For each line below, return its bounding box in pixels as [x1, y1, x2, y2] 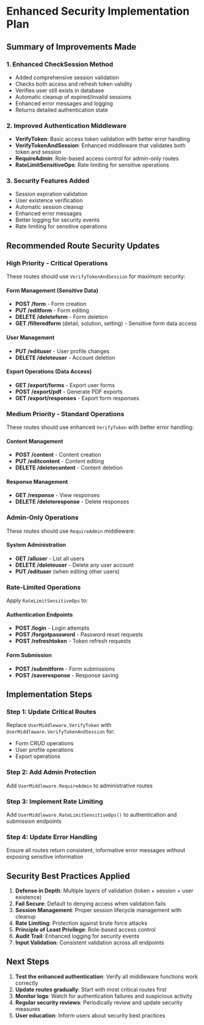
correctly [15, 979, 38, 987]
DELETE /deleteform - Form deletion [15, 313, 108, 321]
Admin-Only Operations [6, 513, 79, 522]
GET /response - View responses [15, 492, 100, 499]
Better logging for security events [15, 216, 100, 224]
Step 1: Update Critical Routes [6, 707, 97, 716]
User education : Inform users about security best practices [15, 1012, 166, 1019]
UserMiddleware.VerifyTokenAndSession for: [6, 728, 115, 735]
